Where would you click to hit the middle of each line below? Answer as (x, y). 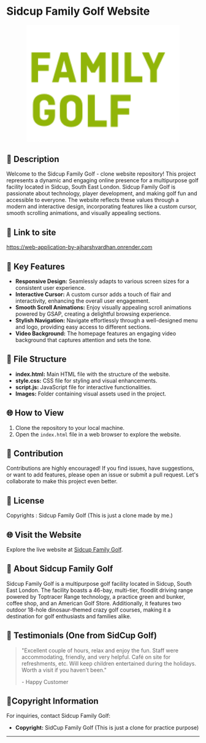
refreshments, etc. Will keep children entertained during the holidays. (109, 663)
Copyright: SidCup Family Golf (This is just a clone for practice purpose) (107, 728)
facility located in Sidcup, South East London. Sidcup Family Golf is (91, 187)
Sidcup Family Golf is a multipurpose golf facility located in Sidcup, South (99, 583)
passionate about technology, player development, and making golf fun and (102, 193)
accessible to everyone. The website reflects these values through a (93, 200)
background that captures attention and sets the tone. (83, 340)
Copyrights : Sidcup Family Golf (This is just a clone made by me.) (90, 515)
